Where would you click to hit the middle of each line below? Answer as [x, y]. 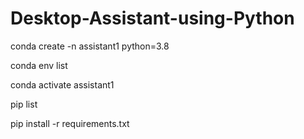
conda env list [39, 65]
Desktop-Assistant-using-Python [152, 18]
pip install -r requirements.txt [70, 123]
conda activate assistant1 [62, 84]
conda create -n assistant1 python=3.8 [90, 46]
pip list [24, 104]
